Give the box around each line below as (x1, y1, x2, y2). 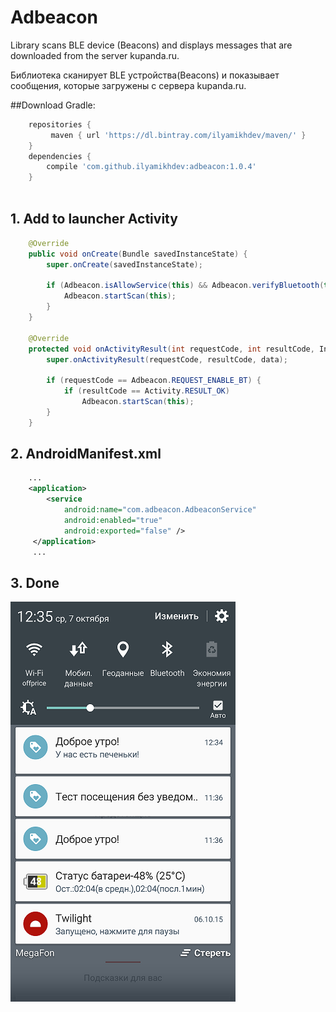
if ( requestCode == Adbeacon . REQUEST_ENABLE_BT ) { (46, 376, 262, 386)
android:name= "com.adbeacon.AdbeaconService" (63, 505, 257, 515)
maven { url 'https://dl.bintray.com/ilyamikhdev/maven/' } (50, 130, 307, 140)
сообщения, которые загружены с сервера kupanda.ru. (10, 79, 247, 91)
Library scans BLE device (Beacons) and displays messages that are (10, 39, 293, 51)
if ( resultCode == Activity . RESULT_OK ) (63, 386, 230, 396)
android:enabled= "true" (63, 515, 163, 525)
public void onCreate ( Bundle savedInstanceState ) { (28, 249, 248, 259)
